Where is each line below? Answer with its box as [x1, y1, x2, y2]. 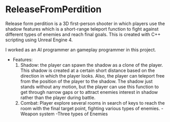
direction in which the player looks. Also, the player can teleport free [20, 72, 165, 79]
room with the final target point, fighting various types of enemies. [20, 105, 160, 111]
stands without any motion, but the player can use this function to [20, 83, 159, 90]
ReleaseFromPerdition [5, 4, 102, 15]
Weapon [20, 111, 38, 117]
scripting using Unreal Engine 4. [5, 37, 73, 43]
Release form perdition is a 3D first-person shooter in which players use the [5, 20, 165, 27]
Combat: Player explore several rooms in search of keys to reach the [20, 100, 165, 106]
